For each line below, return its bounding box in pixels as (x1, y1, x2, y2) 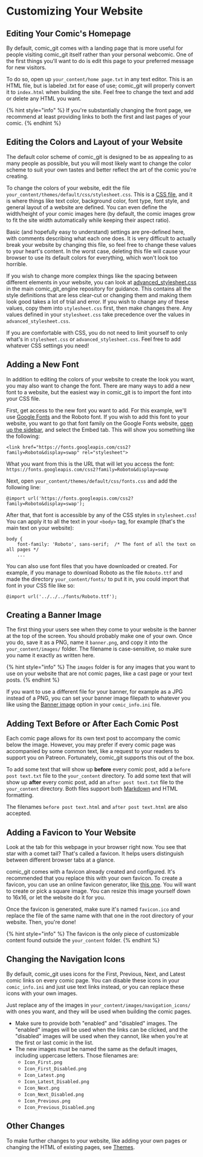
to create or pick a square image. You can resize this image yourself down (6, 887, 191, 895)
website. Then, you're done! (6, 919, 77, 926)
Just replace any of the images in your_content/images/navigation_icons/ (6, 1001, 191, 1008)
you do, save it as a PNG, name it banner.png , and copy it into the (6, 639, 168, 646)
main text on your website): (6, 524, 74, 531)
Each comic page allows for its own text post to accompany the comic (6, 735, 181, 742)
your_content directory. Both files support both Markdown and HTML (6, 785, 178, 793)
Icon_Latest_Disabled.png (24, 1078, 89, 1085)
